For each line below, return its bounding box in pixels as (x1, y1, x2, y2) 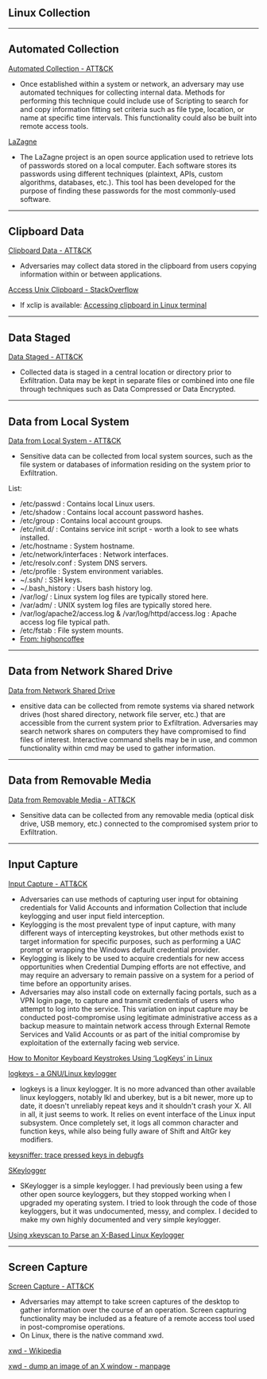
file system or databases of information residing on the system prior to (19, 460, 251, 470)
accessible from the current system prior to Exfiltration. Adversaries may (19, 718, 258, 727)
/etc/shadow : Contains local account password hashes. (19, 508, 204, 517)
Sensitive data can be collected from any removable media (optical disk (19, 810, 254, 819)
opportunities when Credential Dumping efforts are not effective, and (19, 962, 246, 971)
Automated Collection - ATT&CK (8, 64, 114, 73)
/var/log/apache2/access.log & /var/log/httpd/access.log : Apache (19, 609, 237, 618)
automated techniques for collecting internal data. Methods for (19, 87, 225, 97)
